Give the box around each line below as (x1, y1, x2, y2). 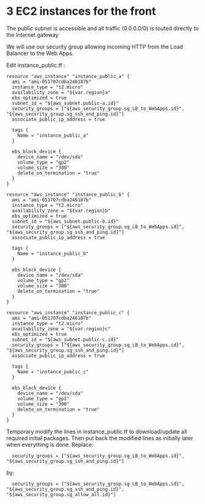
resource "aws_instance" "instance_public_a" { (6, 73, 130, 79)
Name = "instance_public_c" (17, 368, 89, 375)
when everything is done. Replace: (6, 441, 94, 448)
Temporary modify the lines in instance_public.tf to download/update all (6, 428, 188, 435)
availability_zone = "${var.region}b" (12, 207, 111, 214)
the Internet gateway (6, 31, 59, 38)
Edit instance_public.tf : (6, 61, 65, 69)
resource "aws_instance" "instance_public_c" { (6, 309, 130, 316)
